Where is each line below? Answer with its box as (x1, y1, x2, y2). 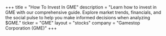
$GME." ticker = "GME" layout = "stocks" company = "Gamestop (5, 20, 140, 26)
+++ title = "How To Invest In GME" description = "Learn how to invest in (5, 4, 157, 10)
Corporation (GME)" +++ (5, 25, 57, 31)
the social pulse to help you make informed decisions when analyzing (5, 15, 150, 20)
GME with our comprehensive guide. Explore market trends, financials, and (5, 9, 161, 15)
